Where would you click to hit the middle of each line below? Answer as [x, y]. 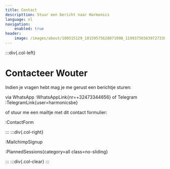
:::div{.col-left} [20, 53]
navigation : [18, 24]
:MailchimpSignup [24, 142]
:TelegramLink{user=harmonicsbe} [42, 103]
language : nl [19, 19]
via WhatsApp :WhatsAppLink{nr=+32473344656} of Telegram [71, 97]
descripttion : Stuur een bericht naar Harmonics [57, 15]
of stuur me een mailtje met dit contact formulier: [56, 112]
